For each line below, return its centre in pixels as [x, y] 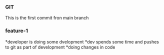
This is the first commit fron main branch [47, 18]
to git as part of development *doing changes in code [60, 47]
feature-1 [17, 31]
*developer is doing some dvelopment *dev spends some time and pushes [82, 41]
